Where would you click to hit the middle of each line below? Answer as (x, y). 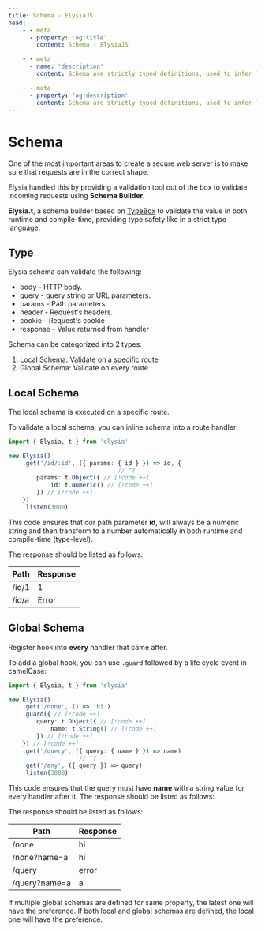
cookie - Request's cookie (62, 321)
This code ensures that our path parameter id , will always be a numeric (124, 522)
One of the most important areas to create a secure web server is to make (128, 163)
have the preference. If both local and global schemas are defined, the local (131, 911)
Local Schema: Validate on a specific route (89, 359)
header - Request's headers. (66, 312)
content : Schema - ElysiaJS (82, 45)
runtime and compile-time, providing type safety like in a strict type (118, 220)
